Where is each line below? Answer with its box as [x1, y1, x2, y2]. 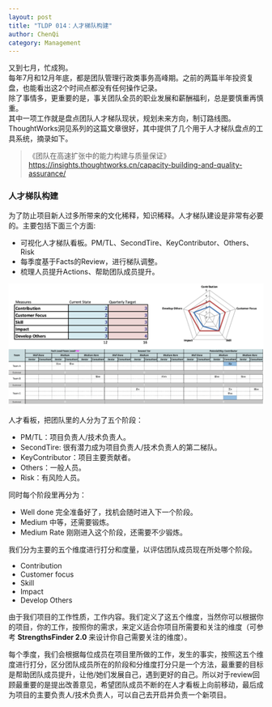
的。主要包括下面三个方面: [8, 220, 96, 230]
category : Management [8, 39, 82, 47]
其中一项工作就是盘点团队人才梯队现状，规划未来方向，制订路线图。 [8, 113, 236, 123]
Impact [19, 586, 44, 596]
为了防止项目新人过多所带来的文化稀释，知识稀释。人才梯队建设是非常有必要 [8, 211, 264, 220]
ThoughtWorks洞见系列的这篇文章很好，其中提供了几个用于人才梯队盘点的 [8, 124, 257, 134]
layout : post [8, 13, 53, 21]
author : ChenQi [8, 30, 60, 38]
